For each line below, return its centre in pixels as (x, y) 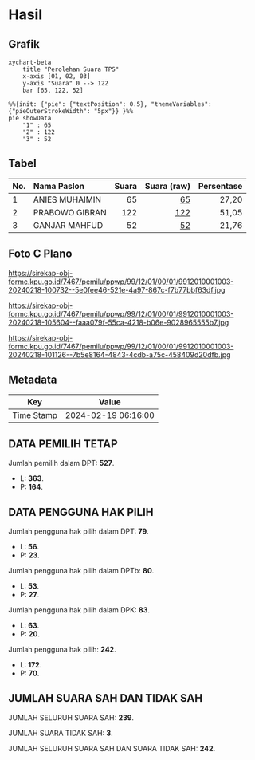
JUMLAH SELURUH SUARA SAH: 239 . (71, 717)
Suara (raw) (168, 186)
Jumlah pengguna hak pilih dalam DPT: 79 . (78, 531)
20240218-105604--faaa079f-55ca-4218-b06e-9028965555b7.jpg (119, 322)
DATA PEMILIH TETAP (63, 444)
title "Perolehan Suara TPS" (71, 69)
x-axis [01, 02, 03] (57, 77)
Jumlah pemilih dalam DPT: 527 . (61, 463)
